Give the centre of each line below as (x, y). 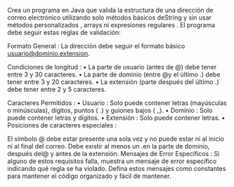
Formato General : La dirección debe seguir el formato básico (96, 46)
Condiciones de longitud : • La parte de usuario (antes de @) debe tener (112, 67)
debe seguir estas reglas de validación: (64, 32)
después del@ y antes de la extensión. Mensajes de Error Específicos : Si (113, 154)
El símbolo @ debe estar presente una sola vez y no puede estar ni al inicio (116, 139)
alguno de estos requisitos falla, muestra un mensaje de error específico (112, 161)
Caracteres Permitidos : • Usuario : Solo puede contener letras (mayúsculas (117, 103)
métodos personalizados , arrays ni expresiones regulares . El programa (111, 25)
